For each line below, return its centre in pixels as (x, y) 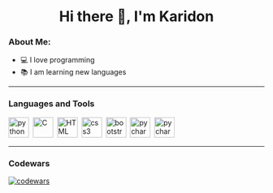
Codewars (29, 163)
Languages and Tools (52, 104)
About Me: (30, 42)
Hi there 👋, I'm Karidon (136, 17)
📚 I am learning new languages (73, 72)
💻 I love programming (57, 60)
